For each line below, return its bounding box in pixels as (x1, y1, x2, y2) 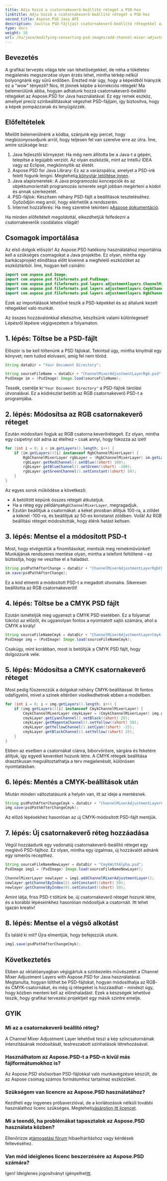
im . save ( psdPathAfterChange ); (5, 570, 68, 575)
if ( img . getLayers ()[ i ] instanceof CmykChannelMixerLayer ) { (14, 706, 144, 711)
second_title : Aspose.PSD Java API (5, 16, 79, 21)
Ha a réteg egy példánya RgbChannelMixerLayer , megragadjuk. (12, 502, 138, 508)
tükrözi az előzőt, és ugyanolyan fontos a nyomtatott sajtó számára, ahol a (5, 618, 158, 624)
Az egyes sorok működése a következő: (5, 487, 87, 493)
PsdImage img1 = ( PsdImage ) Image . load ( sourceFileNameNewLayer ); (5, 867, 143, 872)
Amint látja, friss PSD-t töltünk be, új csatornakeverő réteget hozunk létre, (5, 894, 157, 900)
